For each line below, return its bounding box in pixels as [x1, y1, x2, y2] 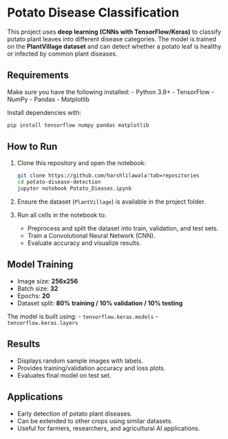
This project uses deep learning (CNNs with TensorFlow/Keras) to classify [7, 28, 222, 36]
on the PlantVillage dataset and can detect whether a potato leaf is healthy [7, 42, 222, 50]
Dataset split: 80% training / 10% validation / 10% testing [17, 299, 183, 307]
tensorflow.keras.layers [7, 319, 79, 326]
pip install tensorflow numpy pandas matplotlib [7, 122, 149, 129]
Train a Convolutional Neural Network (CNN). [27, 232, 156, 240]
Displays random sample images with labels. [17, 356, 143, 365]
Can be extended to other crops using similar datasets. [17, 416, 174, 425]
